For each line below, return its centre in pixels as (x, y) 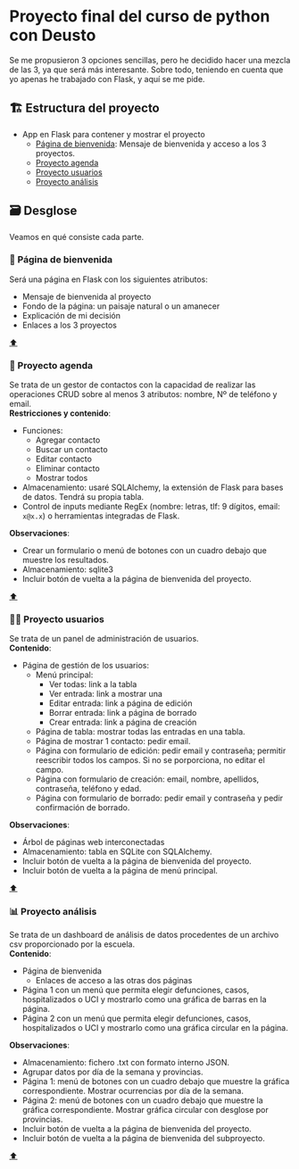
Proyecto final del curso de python (140, 17)
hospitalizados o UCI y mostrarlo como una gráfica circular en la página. (155, 1027)
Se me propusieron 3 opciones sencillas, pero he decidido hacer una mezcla (150, 60)
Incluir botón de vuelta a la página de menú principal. (120, 871)
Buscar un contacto (72, 450)
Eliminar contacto (67, 468)
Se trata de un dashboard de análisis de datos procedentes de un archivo (144, 934)
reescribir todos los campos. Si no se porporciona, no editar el (150, 760)
